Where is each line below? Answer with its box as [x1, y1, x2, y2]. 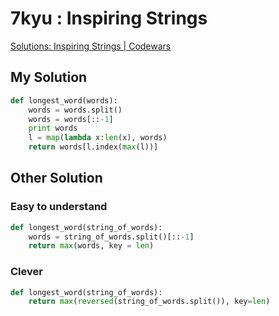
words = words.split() [28, 105, 123, 115]
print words [28, 123, 78, 134]
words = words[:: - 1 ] [28, 114, 114, 124]
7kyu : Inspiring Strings [10, 7, 208, 30]
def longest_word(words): [10, 95, 118, 106]
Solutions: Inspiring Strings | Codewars [10, 40, 172, 52]
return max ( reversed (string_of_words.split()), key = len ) [28, 297, 271, 307]
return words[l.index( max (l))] [28, 142, 159, 152]
